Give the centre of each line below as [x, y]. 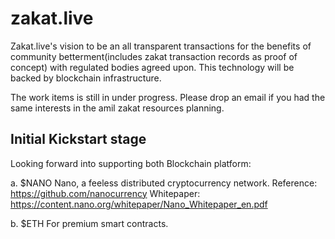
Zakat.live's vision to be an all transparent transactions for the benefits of [161, 46]
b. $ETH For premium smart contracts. [89, 223]
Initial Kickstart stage [78, 139]
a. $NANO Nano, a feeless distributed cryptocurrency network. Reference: [164, 183]
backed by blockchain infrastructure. [86, 78]
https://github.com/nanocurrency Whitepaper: [105, 193]
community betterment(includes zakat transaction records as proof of [154, 56]
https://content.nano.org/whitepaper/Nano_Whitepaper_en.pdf [139, 204]
